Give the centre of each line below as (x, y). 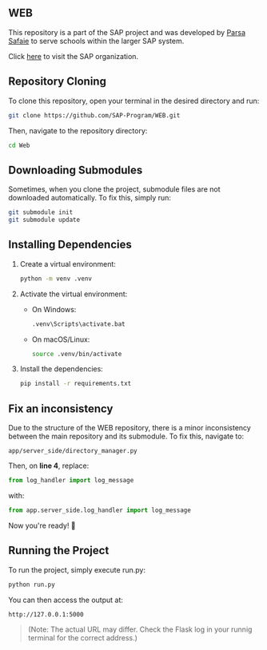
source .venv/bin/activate (77, 354)
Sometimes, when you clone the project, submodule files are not (115, 189)
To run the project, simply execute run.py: (77, 569)
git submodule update (44, 220)
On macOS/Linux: (61, 339)
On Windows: (54, 309)
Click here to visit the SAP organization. (73, 56)
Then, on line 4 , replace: (49, 466)
